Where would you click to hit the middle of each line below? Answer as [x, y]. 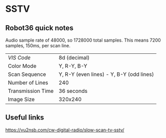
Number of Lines [28, 83]
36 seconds [73, 91]
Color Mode [22, 66]
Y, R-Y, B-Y [73, 66]
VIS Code [19, 58]
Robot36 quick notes [39, 28]
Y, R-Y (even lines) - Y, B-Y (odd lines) [106, 74]
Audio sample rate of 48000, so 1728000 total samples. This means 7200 [83, 40]
